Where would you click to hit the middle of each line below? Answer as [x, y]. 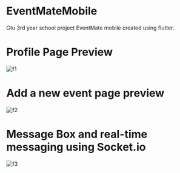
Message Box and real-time [77, 134]
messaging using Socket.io [76, 147]
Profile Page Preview [60, 52]
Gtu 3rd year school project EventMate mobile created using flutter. [90, 28]
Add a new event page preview [85, 93]
